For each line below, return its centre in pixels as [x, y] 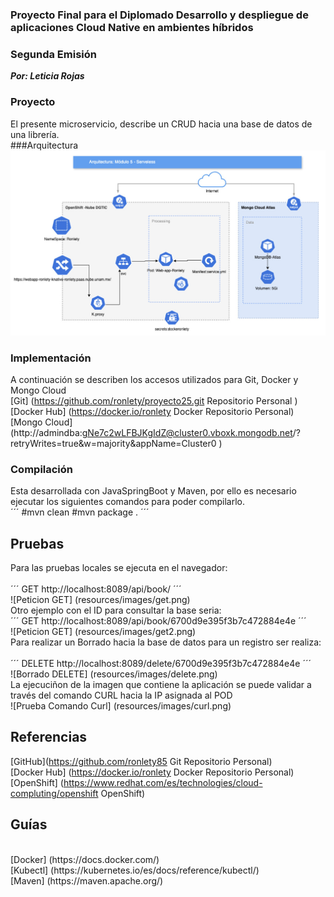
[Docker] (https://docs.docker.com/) [85, 859]
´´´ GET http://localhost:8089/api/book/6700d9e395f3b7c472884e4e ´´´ [158, 621]
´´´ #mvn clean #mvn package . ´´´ [80, 512]
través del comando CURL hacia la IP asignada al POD [121, 695]
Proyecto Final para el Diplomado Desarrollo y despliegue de [159, 15]
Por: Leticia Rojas [47, 76]
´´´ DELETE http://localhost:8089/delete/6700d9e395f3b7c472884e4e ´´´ [161, 664]
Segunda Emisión [53, 54]
